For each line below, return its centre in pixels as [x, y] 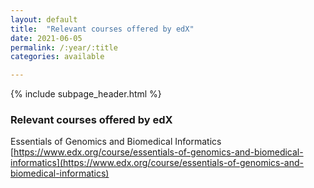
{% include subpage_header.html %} [86, 94]
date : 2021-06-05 [46, 38]
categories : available [57, 57]
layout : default [44, 19]
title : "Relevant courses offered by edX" [102, 29]
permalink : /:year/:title [64, 47]
